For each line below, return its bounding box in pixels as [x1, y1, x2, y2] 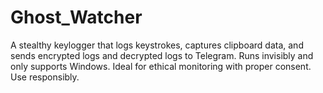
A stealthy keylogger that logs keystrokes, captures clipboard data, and [10, 39, 304, 51]
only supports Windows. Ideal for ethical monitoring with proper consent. [10, 60, 312, 72]
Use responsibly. [10, 71, 80, 83]
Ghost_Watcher [10, 6, 143, 29]
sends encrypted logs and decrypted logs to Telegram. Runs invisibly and [10, 49, 314, 61]
